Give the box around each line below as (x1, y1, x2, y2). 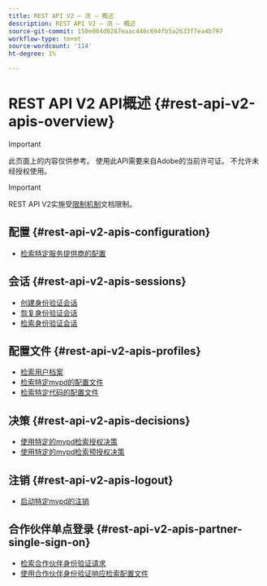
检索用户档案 (19, 367, 63, 377)
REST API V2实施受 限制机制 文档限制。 (8, 199, 136, 208)
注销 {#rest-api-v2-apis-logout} (8, 473, 174, 487)
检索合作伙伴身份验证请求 (19, 558, 106, 568)
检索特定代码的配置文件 (19, 387, 99, 397)
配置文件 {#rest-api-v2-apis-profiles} (8, 343, 201, 358)
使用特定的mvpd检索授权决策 (19, 437, 118, 447)
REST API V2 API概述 (8, 94, 152, 113)
